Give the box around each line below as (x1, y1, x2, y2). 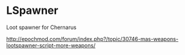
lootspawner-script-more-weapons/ (6, 42, 96, 49)
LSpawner (6, 4, 58, 18)
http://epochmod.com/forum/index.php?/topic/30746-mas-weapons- (6, 35, 179, 42)
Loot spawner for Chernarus (6, 24, 77, 31)
